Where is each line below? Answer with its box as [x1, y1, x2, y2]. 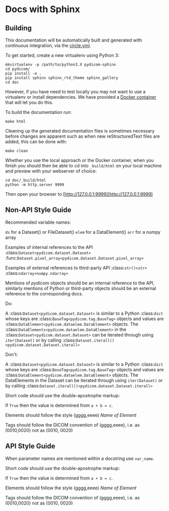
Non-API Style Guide [5, 206, 72, 215]
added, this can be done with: [5, 139, 67, 145]
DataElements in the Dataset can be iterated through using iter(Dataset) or [5, 377, 163, 383]
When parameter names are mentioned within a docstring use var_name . [5, 455, 155, 461]
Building [5, 24, 32, 32]
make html [5, 119, 26, 124]
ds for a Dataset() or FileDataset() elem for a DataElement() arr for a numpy [5, 229, 160, 235]
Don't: [5, 351, 18, 357]
